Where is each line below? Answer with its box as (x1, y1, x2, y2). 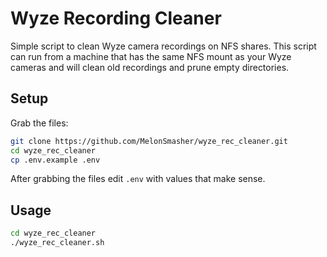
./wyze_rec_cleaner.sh (10, 238, 105, 248)
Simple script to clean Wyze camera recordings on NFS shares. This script (10, 40, 317, 52)
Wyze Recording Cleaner (10, 7, 222, 30)
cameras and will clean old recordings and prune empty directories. (10, 61, 290, 73)
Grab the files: (10, 117, 69, 129)
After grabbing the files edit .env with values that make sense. (10, 173, 266, 185)
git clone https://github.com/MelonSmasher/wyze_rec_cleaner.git (10, 136, 288, 146)
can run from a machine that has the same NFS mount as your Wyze (10, 50, 292, 62)
